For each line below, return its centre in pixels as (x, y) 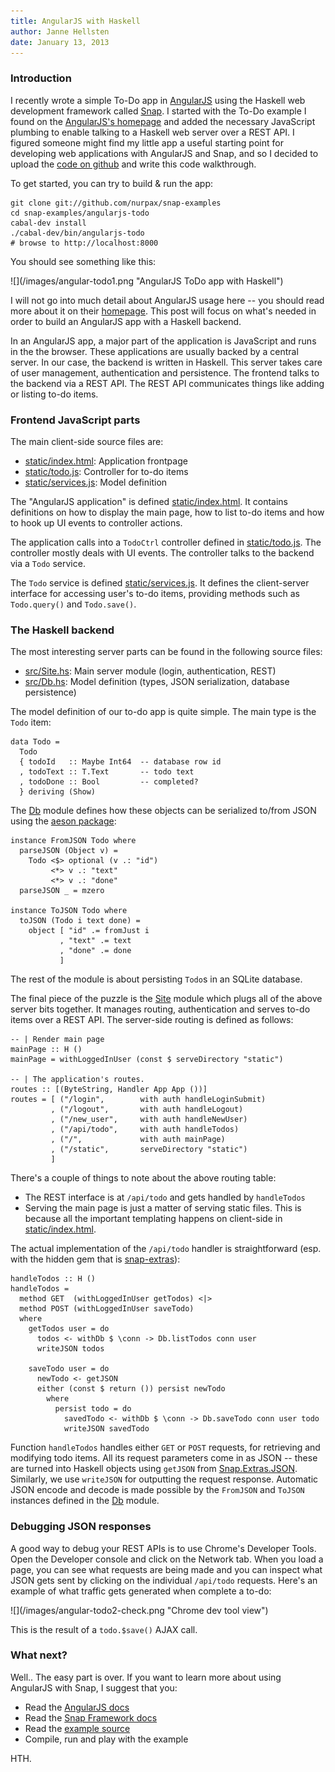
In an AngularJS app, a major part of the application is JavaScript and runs (163, 341)
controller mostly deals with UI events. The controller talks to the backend (162, 552)
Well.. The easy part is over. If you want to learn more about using (146, 1677)
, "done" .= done (95, 951)
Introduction (41, 78)
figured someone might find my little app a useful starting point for (147, 142)
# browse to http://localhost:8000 (84, 243)
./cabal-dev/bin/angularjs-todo (77, 233)
